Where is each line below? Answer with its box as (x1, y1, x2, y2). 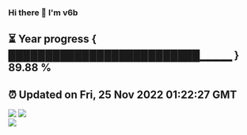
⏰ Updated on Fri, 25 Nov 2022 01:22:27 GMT (8, 88, 237, 101)
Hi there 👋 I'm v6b (8, 7, 78, 18)
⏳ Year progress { (8, 32, 97, 46)
